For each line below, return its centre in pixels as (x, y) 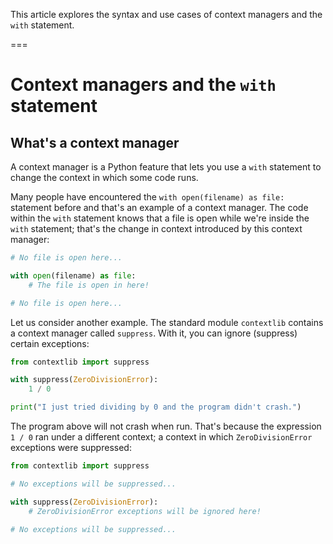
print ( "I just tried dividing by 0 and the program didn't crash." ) (156, 407)
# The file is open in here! (89, 285)
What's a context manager (95, 142)
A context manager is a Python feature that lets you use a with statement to (166, 167)
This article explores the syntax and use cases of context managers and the (166, 14)
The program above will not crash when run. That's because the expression (166, 426)
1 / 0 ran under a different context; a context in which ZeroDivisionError (161, 437)
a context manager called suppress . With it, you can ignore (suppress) (154, 333)
